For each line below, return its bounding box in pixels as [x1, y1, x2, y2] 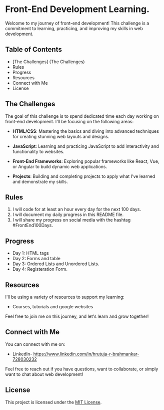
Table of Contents [5, 45, 62, 54]
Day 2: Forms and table [12, 256, 61, 262]
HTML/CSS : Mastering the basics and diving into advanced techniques [12, 128, 159, 134]
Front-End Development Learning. [5, 4, 150, 15]
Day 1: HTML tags [12, 250, 49, 256]
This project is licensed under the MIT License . [5, 399, 102, 405]
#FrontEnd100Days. [12, 222, 53, 229]
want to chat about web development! [5, 371, 83, 377]
